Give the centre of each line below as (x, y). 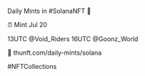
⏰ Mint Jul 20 (27, 25)
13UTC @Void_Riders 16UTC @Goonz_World (73, 39)
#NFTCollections (32, 66)
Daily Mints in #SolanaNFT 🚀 (49, 11)
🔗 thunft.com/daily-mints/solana (55, 53)
